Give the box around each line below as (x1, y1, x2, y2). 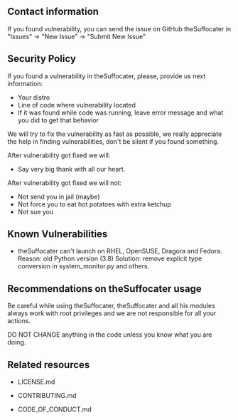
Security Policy (7, 53, 77, 65)
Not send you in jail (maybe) (17, 192, 101, 201)
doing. (7, 338, 26, 347)
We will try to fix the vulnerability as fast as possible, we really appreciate (7, 130, 222, 138)
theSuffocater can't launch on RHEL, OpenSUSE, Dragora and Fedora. (17, 247, 222, 256)
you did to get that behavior (17, 115, 99, 124)
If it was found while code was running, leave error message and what (17, 108, 224, 117)
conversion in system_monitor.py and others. (17, 262, 150, 271)
